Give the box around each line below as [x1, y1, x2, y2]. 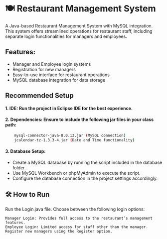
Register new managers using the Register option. [5, 229, 113, 234]
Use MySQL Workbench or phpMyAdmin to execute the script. [12, 170, 141, 176]
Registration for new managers [12, 66, 76, 72]
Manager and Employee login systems [12, 61, 91, 67]
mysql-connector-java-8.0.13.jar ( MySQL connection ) [14, 133, 126, 138]
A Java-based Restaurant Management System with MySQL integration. [5, 22, 153, 29]
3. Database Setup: [5, 148, 46, 154]
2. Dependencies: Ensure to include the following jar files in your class [5, 117, 154, 122]
